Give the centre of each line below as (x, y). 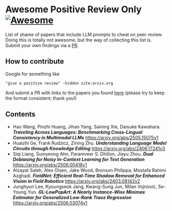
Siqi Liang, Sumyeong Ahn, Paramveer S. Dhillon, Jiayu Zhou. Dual (83, 154)
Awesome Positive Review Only (73, 9)
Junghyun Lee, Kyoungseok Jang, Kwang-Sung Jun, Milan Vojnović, (85, 186)
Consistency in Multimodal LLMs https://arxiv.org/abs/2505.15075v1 (85, 137)
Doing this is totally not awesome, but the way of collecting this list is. (79, 40)
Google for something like (33, 74)
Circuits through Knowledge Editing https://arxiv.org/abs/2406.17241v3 (89, 148)
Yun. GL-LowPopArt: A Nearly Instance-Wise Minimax (86, 192)
